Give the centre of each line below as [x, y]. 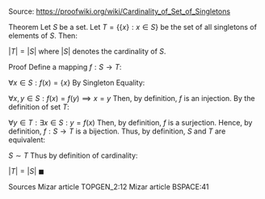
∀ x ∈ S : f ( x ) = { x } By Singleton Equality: [77, 83]
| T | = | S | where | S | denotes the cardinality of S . [87, 52]
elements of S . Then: [43, 36]
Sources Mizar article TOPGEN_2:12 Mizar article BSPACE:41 [109, 187]
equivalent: [27, 140]
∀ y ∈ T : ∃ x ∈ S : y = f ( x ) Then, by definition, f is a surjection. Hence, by [130, 123]
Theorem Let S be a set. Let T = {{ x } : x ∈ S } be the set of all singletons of [132, 28]
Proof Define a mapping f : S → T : [65, 67]
